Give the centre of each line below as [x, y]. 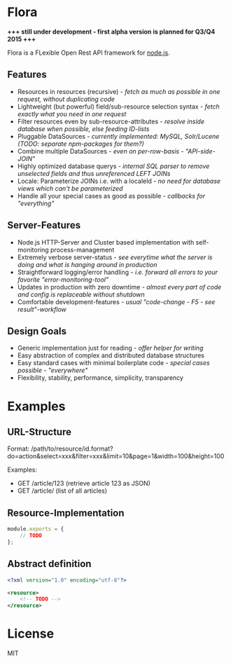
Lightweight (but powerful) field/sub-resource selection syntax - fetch [118, 107]
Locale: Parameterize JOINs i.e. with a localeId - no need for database [119, 181]
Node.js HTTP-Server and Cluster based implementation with [106, 242]
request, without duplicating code [66, 99]
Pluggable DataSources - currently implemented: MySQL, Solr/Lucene [118, 136]
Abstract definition [49, 564]
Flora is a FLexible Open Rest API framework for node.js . [89, 53]
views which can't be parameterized [70, 188]
